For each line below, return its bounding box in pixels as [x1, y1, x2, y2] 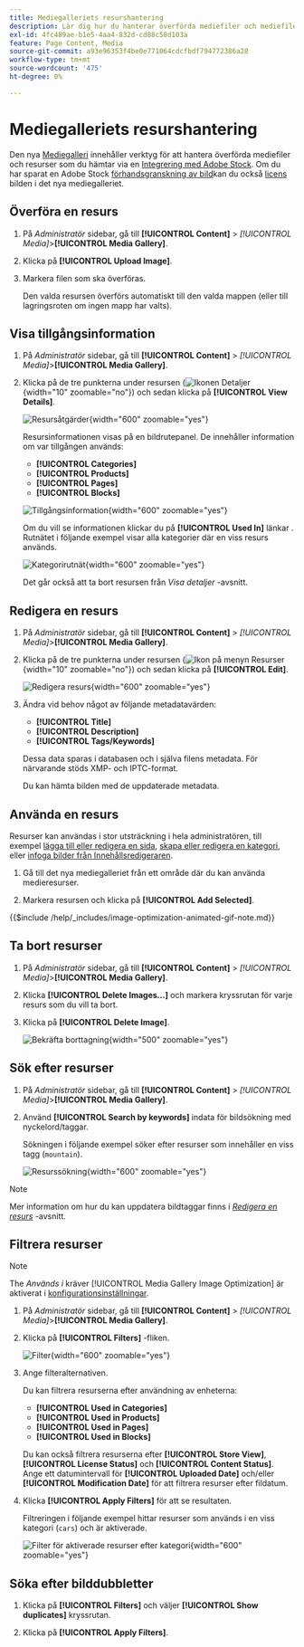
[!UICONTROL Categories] [35, 459, 138, 470]
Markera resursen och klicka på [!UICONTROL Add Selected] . [22, 894, 255, 905]
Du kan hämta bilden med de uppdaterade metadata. [22, 780, 220, 792]
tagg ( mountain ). [22, 1148, 83, 1159]
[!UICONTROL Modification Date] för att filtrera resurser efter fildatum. [22, 1478, 289, 1489]
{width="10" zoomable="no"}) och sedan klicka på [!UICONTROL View [22, 386, 288, 398]
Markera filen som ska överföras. [22, 272, 147, 283]
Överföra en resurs [9, 205, 119, 220]
